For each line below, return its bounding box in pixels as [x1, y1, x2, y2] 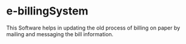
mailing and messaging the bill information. [6, 30, 114, 37]
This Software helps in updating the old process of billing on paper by [6, 24, 181, 31]
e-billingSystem [6, 4, 88, 18]
